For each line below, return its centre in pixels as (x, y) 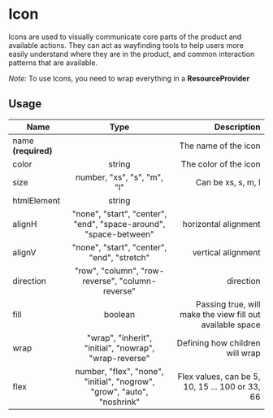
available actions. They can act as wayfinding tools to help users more (126, 45)
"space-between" (119, 234)
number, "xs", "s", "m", (120, 177)
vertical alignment (226, 252)
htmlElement (37, 200)
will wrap (243, 353)
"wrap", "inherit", (119, 337)
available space (231, 324)
